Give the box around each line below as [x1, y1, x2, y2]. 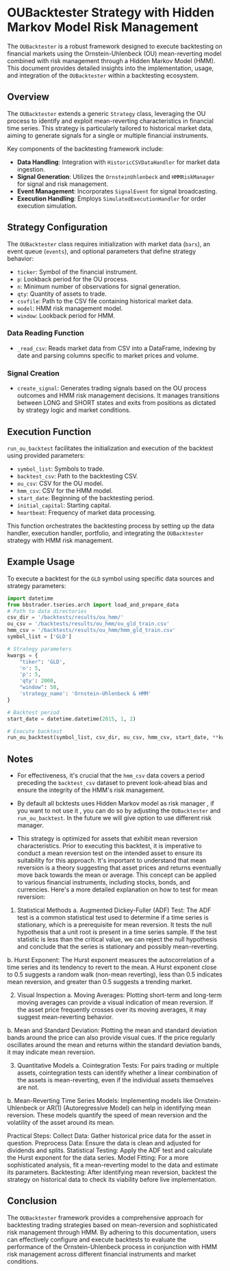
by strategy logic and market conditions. [16, 406, 131, 415]
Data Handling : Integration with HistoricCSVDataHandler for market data [16, 158, 220, 166]
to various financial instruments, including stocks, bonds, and [16, 878, 190, 887]
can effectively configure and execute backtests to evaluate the [7, 1235, 187, 1244]
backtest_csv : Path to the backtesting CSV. [16, 471, 138, 480]
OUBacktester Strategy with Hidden [7, 5, 214, 21]
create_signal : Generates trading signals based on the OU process [16, 384, 207, 393]
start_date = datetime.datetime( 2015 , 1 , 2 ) [7, 715, 136, 722]
